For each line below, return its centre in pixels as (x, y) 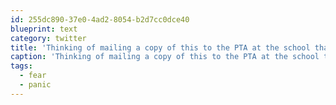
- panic (35, 85)
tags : (21, 66)
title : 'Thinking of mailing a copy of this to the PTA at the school (160, 47)
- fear (33, 76)
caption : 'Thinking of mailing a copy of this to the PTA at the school (165, 57)
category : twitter (48, 38)
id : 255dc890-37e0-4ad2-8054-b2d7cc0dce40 (100, 19)
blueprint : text (44, 29)
